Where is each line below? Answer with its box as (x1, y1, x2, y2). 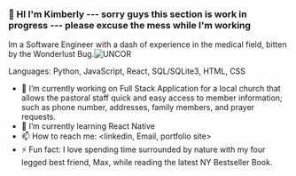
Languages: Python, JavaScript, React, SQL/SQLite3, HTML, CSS (8, 66, 245, 76)
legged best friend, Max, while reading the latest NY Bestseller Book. (20, 157, 273, 168)
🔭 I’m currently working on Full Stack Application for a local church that (20, 84, 281, 94)
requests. (20, 111, 57, 123)
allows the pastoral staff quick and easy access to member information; (20, 92, 283, 103)
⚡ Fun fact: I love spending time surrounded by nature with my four (20, 144, 266, 155)
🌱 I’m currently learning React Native (20, 121, 156, 132)
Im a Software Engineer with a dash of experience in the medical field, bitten (8, 39, 287, 50)
